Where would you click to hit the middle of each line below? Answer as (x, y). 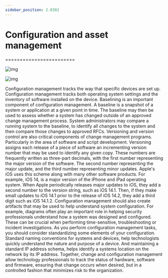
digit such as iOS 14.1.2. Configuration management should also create (78, 201)
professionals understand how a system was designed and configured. (78, 217)
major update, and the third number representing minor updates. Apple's (80, 168)
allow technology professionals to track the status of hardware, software (80, 259)
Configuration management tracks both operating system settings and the (82, 94)
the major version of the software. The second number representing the (79, 163)
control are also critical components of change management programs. (79, 137)
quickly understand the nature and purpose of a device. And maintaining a (82, 243)
